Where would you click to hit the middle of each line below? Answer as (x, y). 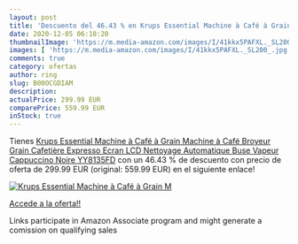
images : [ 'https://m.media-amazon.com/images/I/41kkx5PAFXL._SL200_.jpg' (150, 50)
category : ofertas (43, 67)
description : (33, 91)
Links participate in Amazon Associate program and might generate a (136, 221)
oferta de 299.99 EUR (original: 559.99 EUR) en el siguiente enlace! (132, 170)
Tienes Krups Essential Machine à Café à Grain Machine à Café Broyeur (140, 141)
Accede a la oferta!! (45, 203)
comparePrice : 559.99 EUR (57, 108)
